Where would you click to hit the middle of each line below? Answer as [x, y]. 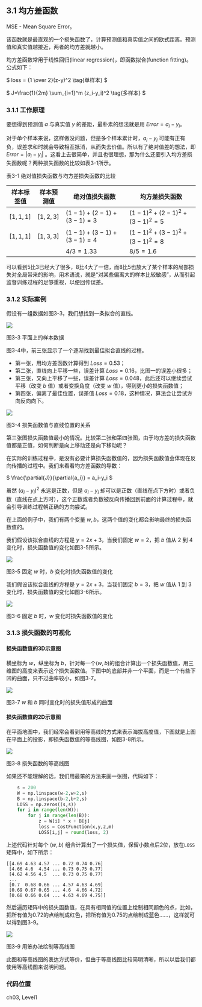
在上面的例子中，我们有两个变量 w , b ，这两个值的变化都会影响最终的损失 [96, 519]
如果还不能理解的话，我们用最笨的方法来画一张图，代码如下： [83, 776]
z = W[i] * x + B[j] [64, 821]
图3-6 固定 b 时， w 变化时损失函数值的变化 [60, 616]
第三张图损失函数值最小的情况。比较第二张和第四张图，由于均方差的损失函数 [101, 438]
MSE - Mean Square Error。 [41, 27]
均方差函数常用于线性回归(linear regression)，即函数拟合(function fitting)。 [99, 60]
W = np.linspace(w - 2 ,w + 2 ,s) [52, 793]
